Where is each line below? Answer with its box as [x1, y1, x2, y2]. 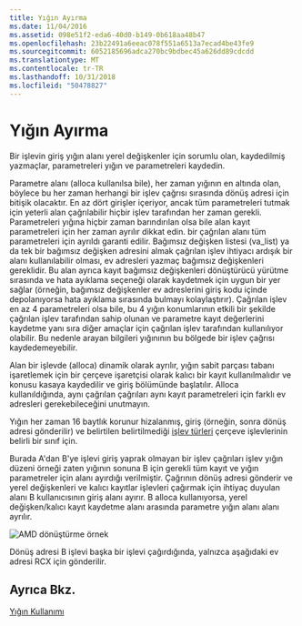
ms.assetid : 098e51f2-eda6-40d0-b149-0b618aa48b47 [9, 30, 206, 39]
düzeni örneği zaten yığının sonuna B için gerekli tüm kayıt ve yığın [9, 462, 259, 473]
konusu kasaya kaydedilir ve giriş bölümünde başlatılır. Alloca [9, 379, 239, 389]
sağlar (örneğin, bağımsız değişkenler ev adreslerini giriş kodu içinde [9, 284, 267, 295]
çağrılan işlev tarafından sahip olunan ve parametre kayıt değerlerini [9, 313, 265, 324]
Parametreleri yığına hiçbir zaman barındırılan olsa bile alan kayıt [9, 216, 251, 227]
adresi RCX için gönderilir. [9, 556, 106, 567]
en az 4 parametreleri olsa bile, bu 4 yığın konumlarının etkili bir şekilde [9, 303, 276, 314]
